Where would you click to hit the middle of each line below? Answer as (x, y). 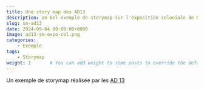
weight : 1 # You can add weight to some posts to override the (96, 63)
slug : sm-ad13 (24, 23)
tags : (13, 52)
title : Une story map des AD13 (46, 12)
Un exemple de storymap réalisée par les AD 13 (66, 80)
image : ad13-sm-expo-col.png (43, 35)
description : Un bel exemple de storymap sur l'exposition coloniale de (100, 18)
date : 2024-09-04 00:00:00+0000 (47, 29)
